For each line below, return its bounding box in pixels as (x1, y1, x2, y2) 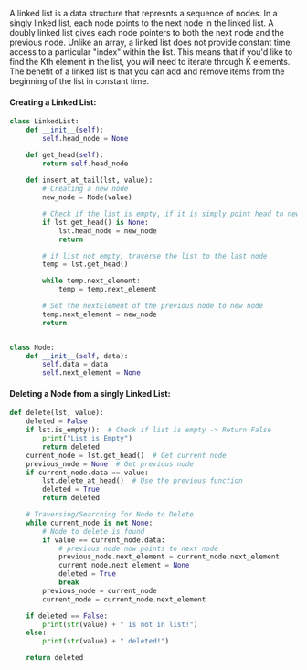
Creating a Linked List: (9, 96, 97, 108)
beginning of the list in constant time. (9, 76, 149, 86)
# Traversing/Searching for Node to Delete (26, 510, 195, 519)
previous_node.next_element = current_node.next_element (58, 552, 281, 561)
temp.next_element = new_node (42, 310, 157, 319)
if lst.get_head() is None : (42, 218, 149, 227)
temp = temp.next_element (58, 285, 157, 294)
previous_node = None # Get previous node (26, 459, 195, 469)
